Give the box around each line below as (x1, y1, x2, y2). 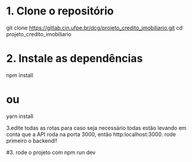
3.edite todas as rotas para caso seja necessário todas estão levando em (6, 124, 187, 131)
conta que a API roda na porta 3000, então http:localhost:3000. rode (6, 131, 176, 138)
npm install (6, 71, 34, 79)
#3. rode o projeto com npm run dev (6, 149, 96, 156)
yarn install (6, 113, 34, 120)
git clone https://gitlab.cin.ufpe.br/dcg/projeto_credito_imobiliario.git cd (6, 24, 183, 31)
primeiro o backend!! (6, 137, 58, 144)
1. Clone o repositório (6, 4, 114, 18)
